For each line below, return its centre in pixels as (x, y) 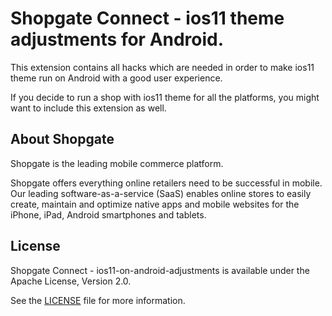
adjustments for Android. (117, 39)
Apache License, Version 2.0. (71, 281)
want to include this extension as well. (88, 108)
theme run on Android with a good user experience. (116, 78)
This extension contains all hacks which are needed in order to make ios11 (162, 67)
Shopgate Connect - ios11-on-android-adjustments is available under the (160, 270)
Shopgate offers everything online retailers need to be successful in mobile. (166, 183)
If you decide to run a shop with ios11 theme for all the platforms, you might (165, 97)
